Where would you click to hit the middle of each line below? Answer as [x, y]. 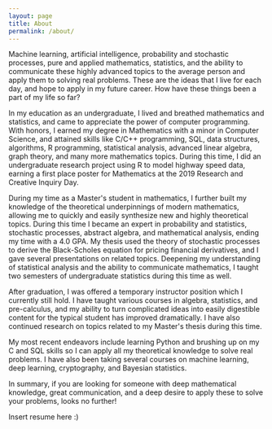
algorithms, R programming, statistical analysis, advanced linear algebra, [130, 148]
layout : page [31, 16]
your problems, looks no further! [63, 401]
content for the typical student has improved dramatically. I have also [124, 317]
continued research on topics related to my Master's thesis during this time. [135, 326]
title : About [31, 24]
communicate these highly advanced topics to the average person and [127, 72]
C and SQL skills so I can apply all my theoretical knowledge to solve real [131, 351]
